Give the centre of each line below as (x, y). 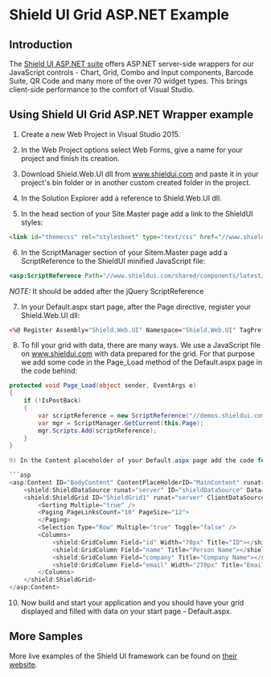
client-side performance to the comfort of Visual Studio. (102, 89)
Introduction (41, 45)
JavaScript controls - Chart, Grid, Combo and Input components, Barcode (131, 72)
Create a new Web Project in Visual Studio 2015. (101, 134)
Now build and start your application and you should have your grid (132, 603)
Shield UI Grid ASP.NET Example (119, 15)
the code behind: (49, 371)
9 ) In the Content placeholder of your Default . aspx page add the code (131, 460)
